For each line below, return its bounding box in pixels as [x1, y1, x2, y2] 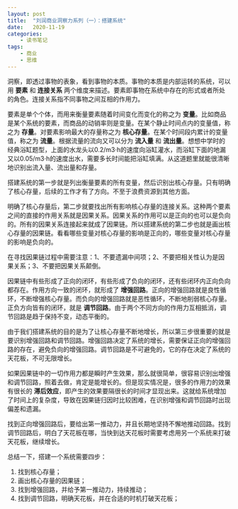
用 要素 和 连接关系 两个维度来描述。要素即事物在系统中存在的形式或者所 [7, 86, 220, 94]
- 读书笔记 [20, 37, 48, 44]
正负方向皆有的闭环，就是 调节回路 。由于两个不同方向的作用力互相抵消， [7, 303, 220, 312]
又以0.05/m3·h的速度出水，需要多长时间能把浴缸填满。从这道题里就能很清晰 [7, 154, 230, 163]
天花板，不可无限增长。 [7, 354, 76, 362]
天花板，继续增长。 [7, 437, 64, 446]
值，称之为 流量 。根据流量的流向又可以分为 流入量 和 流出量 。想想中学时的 [7, 136, 225, 145]
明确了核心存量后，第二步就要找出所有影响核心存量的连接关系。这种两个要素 [7, 202, 231, 210]
